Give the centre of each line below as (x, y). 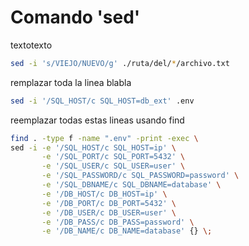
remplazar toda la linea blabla (71, 82)
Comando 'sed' (75, 17)
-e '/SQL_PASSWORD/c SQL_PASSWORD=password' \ (140, 176)
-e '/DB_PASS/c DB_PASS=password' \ (118, 222)
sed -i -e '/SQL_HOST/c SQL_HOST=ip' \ (93, 147)
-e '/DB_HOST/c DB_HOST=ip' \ (104, 194)
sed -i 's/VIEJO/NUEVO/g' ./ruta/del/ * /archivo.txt (120, 63)
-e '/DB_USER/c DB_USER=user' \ (109, 212)
